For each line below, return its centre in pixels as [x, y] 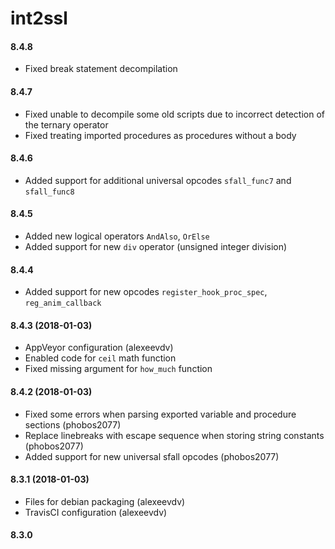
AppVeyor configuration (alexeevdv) [99, 348]
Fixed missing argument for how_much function [118, 369]
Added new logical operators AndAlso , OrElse [117, 236]
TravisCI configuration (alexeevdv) [96, 512]
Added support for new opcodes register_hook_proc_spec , [146, 292]
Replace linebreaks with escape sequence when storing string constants [174, 435]
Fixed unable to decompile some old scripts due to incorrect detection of [174, 114]
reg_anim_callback [63, 303]
